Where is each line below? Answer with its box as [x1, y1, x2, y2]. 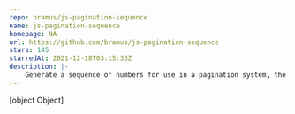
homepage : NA [9, 29, 57, 38]
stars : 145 [9, 46, 49, 55]
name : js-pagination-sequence [9, 21, 121, 30]
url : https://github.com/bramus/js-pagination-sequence [9, 37, 219, 47]
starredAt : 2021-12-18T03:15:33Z [9, 54, 132, 63]
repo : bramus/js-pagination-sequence [9, 12, 148, 22]
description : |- [9, 63, 69, 72]
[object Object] [9, 95, 64, 105]
